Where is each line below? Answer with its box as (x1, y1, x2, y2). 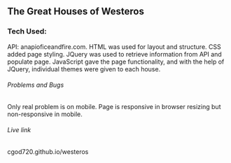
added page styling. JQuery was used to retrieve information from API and (7, 50, 222, 58)
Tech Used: (7, 27, 47, 36)
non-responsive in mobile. (7, 110, 83, 118)
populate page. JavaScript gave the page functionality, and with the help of (7, 57, 225, 66)
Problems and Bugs (7, 80, 64, 90)
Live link (7, 126, 31, 134)
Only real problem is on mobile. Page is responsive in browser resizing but (7, 102, 221, 111)
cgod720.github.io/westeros (7, 148, 89, 156)
